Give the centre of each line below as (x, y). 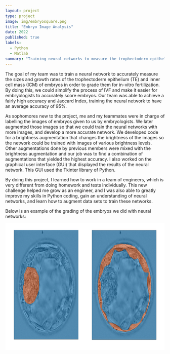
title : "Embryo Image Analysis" (39, 27)
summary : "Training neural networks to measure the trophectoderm (77, 59)
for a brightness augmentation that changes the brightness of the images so (85, 137)
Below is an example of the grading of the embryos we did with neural (78, 211)
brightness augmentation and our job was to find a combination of (74, 153)
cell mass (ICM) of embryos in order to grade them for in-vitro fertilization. (83, 85)
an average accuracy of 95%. (36, 106)
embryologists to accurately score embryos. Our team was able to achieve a (85, 95)
